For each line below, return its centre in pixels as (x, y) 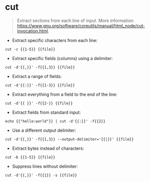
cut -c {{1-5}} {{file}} (30, 49)
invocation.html (32, 31)
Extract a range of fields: (37, 76)
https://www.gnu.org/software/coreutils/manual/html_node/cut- (81, 25)
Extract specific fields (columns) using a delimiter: (62, 58)
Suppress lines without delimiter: (45, 166)
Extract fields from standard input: (47, 112)
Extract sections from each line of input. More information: (76, 20)
